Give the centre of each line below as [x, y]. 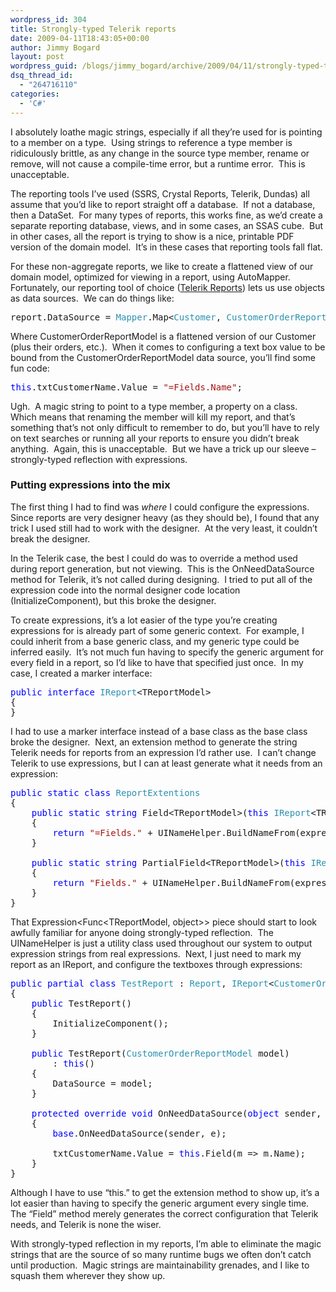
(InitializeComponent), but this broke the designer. [113, 600]
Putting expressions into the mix [90, 485]
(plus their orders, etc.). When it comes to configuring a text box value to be [168, 347]
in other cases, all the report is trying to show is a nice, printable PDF [152, 236]
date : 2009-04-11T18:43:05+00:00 [80, 38]
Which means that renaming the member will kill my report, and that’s [153, 417]
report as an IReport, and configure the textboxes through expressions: [156, 964]
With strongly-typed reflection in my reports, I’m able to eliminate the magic [166, 1243]
